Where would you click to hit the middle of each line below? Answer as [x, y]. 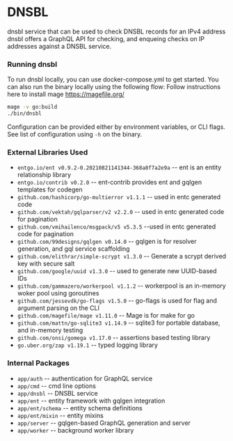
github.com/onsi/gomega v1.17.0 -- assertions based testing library [114, 338]
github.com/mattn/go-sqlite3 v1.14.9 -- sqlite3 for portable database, [119, 323]
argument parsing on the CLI [58, 308]
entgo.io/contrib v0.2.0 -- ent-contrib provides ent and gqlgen [110, 183]
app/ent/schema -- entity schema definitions [80, 408]
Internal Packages [38, 363]
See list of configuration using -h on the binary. [75, 134]
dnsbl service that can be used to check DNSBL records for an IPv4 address [116, 31]
